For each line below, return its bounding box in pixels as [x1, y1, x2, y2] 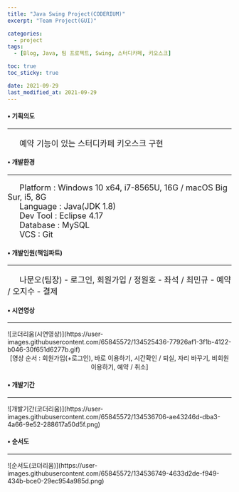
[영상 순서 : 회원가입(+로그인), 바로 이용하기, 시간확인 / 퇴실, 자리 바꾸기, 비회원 [9, 354, 230, 362]
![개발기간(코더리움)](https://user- [7, 404, 104, 413]
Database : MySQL [19, 220, 90, 230]
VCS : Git [19, 229, 53, 240]
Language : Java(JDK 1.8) [19, 201, 116, 211]
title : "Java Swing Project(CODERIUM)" [7, 10, 126, 18]
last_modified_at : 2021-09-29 [7, 88, 97, 96]
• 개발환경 [7, 158, 36, 166]
